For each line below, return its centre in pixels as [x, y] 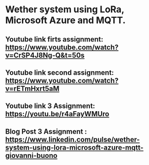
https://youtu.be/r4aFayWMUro [57, 114]
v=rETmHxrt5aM [32, 88]
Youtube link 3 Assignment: [50, 106]
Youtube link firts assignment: [54, 39]
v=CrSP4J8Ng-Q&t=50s [45, 55]
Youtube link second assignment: [60, 73]
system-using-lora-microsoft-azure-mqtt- [74, 147]
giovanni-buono [31, 156]
